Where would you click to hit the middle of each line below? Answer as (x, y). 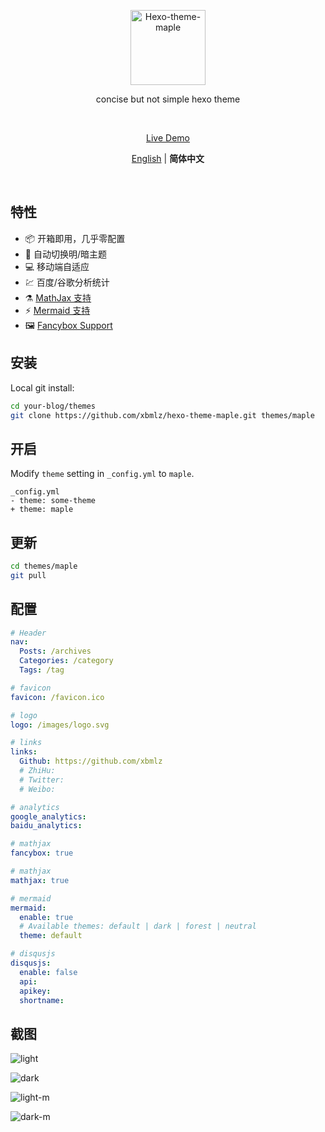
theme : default (51, 936)
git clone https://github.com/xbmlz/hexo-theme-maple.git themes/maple (162, 415)
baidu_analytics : (46, 826)
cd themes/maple (44, 566)
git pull (28, 575)
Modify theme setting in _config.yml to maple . (102, 474)
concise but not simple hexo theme (168, 99)
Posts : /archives (55, 651)
